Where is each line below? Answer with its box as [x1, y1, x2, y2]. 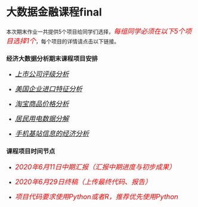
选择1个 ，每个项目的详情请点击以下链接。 [13, 36, 120, 45]
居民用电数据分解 [14, 114, 69, 123]
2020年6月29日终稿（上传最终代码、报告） [14, 177, 152, 186]
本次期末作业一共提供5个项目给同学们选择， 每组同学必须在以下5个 [6, 27, 185, 36]
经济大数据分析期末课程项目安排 [6, 54, 98, 62]
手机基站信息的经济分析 [14, 129, 89, 138]
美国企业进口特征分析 [14, 84, 82, 93]
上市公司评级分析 [14, 70, 69, 79]
